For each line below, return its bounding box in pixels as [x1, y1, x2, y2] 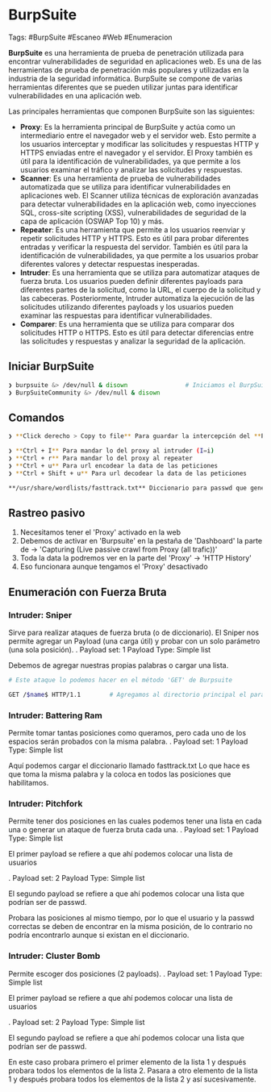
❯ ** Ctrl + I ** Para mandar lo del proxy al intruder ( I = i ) [8, 447, 215, 455]
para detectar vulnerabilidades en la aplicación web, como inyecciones [19, 199, 256, 209]
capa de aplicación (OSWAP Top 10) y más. [19, 216, 165, 226]
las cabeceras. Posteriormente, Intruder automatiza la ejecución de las [19, 293, 256, 303]
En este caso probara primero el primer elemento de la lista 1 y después [8, 1057, 247, 1066]
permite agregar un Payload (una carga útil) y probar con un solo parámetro [8, 636, 261, 646]
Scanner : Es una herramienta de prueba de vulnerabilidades [19, 173, 222, 183]
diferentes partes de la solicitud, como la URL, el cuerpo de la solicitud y [19, 285, 261, 294]
